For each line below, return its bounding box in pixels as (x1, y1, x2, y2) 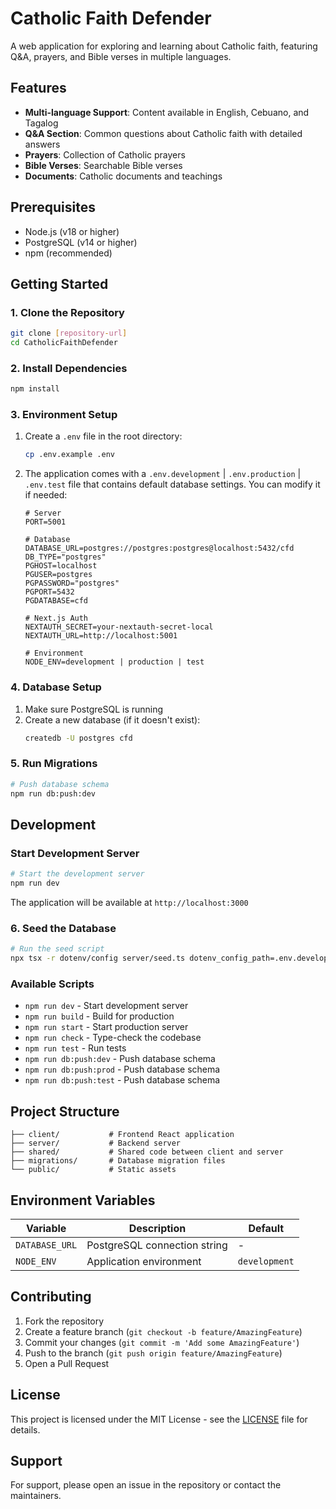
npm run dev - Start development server (24, 1000, 189, 1012)
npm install (10, 384, 60, 394)
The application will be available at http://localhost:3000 (10, 897, 249, 908)
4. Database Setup (10, 680, 102, 694)
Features (10, 80, 67, 97)
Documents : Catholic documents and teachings (24, 170, 223, 182)
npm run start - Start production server (24, 1021, 189, 1033)
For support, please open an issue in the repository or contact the (10, 1479, 282, 1491)
